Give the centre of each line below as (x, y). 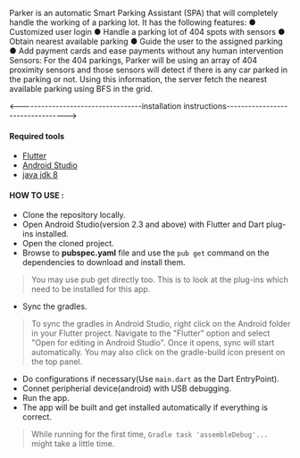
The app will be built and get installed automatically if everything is (145, 408)
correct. (37, 417)
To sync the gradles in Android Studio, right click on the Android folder (161, 324)
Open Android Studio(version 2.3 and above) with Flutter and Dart (143, 225)
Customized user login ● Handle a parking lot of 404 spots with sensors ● (147, 32)
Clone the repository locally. (74, 215)
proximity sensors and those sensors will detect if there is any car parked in (149, 70)
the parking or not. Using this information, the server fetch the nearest (138, 79)
